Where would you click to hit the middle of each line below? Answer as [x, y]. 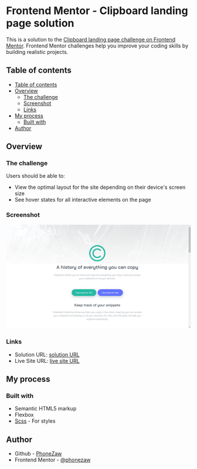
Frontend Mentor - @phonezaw [52, 460]
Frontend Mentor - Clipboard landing [97, 11]
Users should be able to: [36, 176]
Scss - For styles [35, 421]
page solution [40, 23]
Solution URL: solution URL [47, 354]
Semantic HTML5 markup [45, 409]
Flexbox [24, 415]
